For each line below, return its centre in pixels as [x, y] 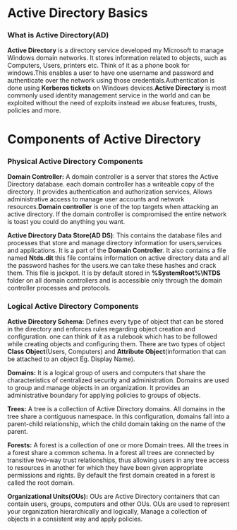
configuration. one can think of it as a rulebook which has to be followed [112, 336]
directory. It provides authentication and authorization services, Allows [110, 192]
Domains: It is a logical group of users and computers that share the [107, 373]
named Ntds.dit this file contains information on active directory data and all [118, 258]
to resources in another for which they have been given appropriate [105, 468]
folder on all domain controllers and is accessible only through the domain [115, 280]
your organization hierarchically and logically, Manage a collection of [107, 512]
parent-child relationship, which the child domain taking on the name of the [116, 424]
